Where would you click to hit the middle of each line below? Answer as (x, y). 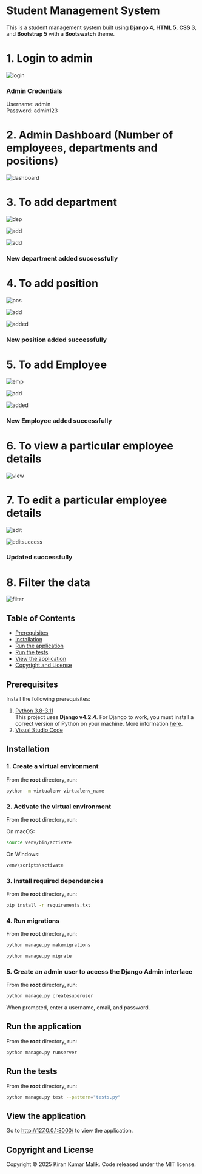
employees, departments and (82, 148)
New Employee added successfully (59, 421)
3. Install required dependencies (55, 881)
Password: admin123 (32, 111)
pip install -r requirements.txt (49, 905)
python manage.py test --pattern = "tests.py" (63, 1097)
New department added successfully (62, 258)
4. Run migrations (33, 921)
